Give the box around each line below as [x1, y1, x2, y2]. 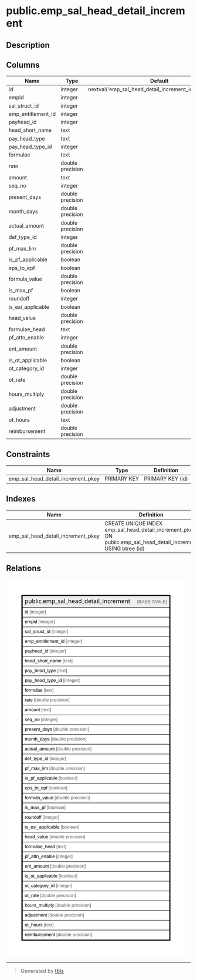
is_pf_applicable [8, 256, 48, 263]
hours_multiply [8, 391, 45, 398]
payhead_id [8, 119, 37, 126]
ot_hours [8, 416, 30, 424]
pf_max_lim [8, 245, 36, 252]
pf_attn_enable [8, 334, 45, 341]
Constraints [6, 449, 50, 459]
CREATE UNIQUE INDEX [104, 519, 163, 527]
